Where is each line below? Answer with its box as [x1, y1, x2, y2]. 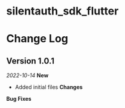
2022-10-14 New [6, 72, 49, 79]
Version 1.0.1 [6, 56, 55, 66]
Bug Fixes [6, 95, 32, 103]
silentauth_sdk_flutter [6, 4, 119, 18]
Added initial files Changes [14, 83, 83, 91]
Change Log [6, 32, 68, 46]
